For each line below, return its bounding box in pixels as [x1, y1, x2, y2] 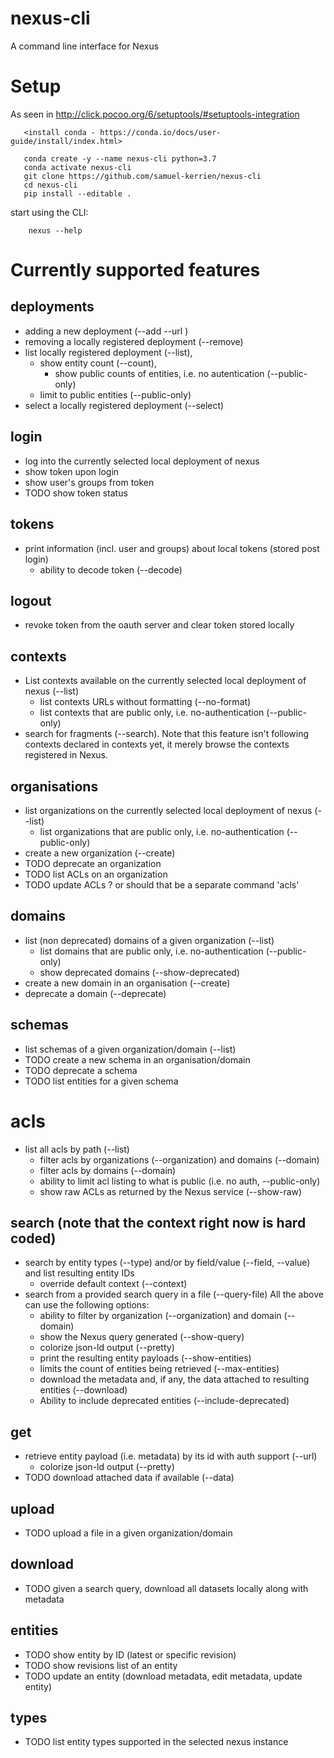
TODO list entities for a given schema [24, 1075, 179, 1087]
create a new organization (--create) [24, 847, 176, 859]
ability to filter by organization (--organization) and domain [39, 1310, 282, 1322]
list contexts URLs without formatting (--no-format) [39, 696, 252, 708]
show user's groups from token [24, 476, 155, 488]
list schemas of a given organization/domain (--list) [24, 1043, 237, 1055]
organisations [10, 778, 99, 795]
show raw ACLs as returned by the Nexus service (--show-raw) [39, 1185, 303, 1197]
